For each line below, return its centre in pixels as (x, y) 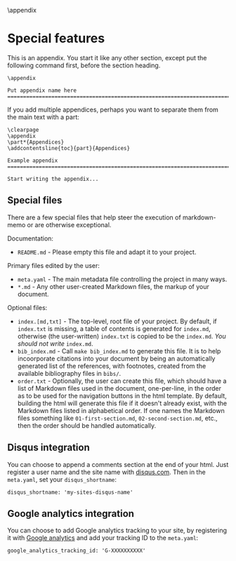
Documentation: (31, 238)
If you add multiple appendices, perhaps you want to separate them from (113, 109)
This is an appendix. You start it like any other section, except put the (107, 58)
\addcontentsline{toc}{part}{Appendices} (69, 148)
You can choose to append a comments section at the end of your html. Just (118, 464)
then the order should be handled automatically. (87, 425)
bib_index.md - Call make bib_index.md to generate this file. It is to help (119, 351)
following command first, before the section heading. (84, 65)
